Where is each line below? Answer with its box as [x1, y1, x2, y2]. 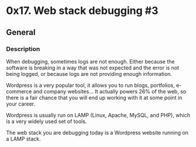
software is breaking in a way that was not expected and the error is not [6, 64, 180, 71]
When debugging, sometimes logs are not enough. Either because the [6, 58, 175, 65]
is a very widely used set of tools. [6, 118, 87, 125]
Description [6, 45, 40, 53]
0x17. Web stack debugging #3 [6, 4, 159, 17]
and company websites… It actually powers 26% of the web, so [33, 87, 187, 94]
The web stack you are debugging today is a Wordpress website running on [6, 129, 189, 136]
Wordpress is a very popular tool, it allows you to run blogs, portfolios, [6, 82, 175, 89]
